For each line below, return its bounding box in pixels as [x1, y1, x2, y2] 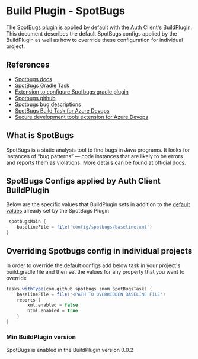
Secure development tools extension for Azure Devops [14, 113, 149, 120]
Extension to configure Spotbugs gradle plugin [14, 88, 129, 95]
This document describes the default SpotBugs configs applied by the [6, 30, 177, 37]
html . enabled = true [27, 308, 78, 314]
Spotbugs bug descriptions [14, 101, 81, 108]
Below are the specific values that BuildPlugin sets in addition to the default [6, 201, 190, 208]
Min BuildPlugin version [6, 333, 76, 341]
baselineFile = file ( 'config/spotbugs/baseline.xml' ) [17, 224, 152, 230]
